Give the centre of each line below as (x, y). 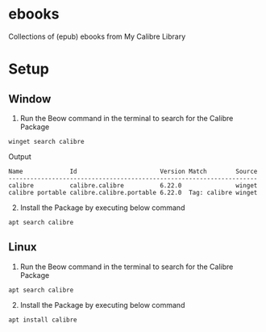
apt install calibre (43, 320)
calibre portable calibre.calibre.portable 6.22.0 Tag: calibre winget (133, 192)
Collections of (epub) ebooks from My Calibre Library (97, 36)
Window (30, 99)
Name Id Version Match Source (133, 171)
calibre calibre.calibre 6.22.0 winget (133, 185)
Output (20, 156)
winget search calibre (46, 141)
